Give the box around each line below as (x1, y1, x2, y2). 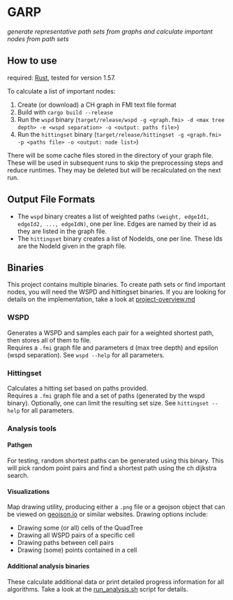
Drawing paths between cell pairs (17, 539, 114, 547)
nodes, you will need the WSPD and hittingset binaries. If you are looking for (7, 287, 227, 297)
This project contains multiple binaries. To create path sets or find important (7, 280, 225, 289)
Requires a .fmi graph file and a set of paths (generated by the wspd (7, 391, 205, 400)
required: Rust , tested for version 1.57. (7, 73, 116, 82)
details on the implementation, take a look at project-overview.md (7, 295, 195, 303)
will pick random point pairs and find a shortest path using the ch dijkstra (7, 464, 217, 472)
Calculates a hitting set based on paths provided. (7, 384, 149, 392)
